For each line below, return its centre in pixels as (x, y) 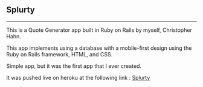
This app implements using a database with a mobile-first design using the (99, 48)
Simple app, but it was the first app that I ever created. (74, 66)
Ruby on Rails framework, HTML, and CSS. (60, 54)
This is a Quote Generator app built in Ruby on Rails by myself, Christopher (99, 30)
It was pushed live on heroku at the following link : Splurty (78, 77)
